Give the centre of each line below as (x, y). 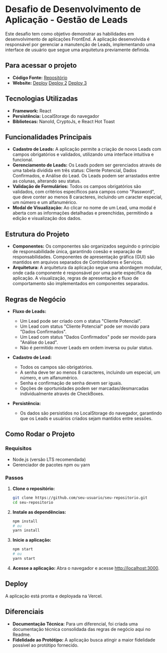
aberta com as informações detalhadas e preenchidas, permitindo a (82, 213)
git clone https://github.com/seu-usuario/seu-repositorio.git (80, 498)
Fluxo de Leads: (29, 311)
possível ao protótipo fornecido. (45, 645)
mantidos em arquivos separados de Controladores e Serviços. (77, 262)
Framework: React (32, 111)
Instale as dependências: (39, 512)
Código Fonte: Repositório (40, 77)
